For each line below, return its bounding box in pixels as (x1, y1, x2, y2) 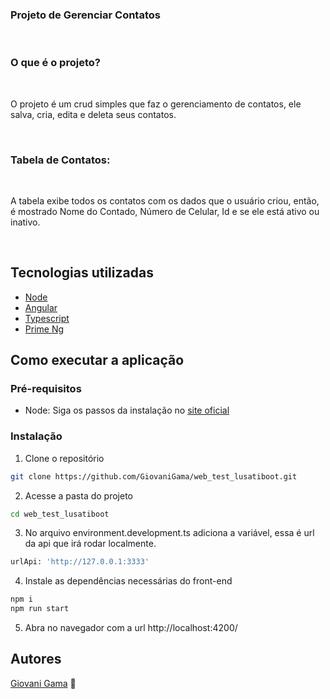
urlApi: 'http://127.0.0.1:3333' (10, 557, 150, 567)
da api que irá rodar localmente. (24, 538, 157, 550)
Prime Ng (24, 323, 65, 335)
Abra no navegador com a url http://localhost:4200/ (24, 622, 238, 634)
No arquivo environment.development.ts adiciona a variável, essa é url (24, 527, 315, 539)
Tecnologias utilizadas (10, 264, 154, 282)
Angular (24, 301, 58, 313)
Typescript (24, 312, 70, 324)
